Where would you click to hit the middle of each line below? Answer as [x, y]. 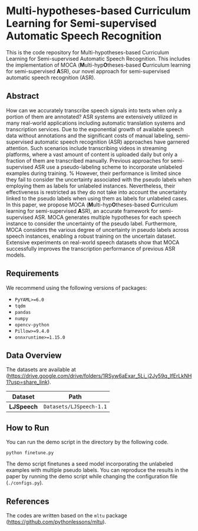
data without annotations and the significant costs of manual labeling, [90, 135]
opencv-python [32, 325]
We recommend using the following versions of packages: [77, 287]
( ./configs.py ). [25, 483]
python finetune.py [30, 453]
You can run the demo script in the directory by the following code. [88, 442]
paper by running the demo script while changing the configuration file [92, 477]
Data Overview [34, 355]
